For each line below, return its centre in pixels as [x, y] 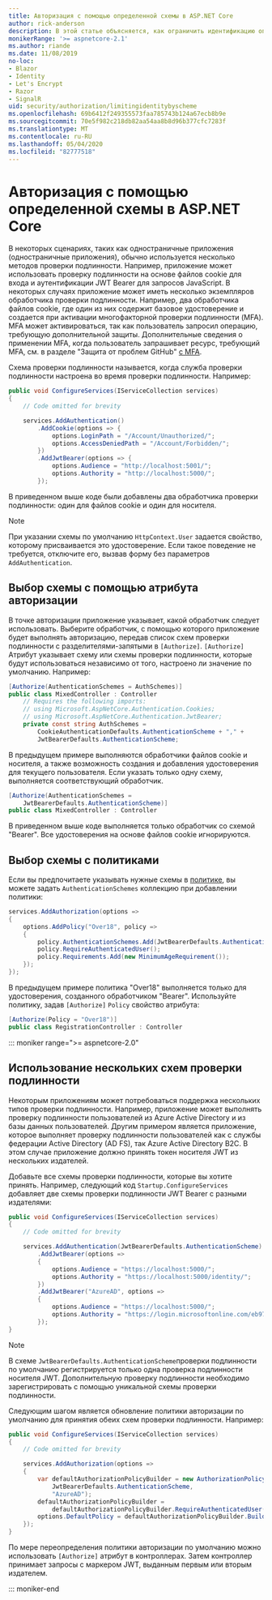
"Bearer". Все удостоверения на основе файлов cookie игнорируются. [130, 835]
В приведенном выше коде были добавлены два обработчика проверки [134, 496]
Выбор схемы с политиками [84, 860]
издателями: [30, 1202]
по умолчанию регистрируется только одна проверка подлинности [125, 1369]
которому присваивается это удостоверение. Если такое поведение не [132, 545]
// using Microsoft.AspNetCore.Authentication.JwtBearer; [123, 717]
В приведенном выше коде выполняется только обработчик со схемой [132, 826]
